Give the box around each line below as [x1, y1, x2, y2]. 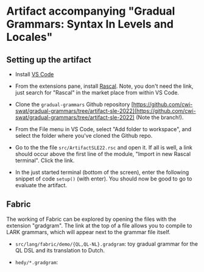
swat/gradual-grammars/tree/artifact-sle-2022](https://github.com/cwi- [15, 107, 196, 114]
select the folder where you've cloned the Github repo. [15, 132, 153, 139]
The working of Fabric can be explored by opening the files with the [6, 215, 177, 223]
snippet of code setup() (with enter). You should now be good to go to [15, 175, 192, 182]
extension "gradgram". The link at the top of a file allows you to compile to [6, 221, 192, 229]
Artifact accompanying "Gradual [6, 4, 175, 18]
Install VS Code [15, 71, 54, 77]
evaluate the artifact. [15, 182, 68, 188]
